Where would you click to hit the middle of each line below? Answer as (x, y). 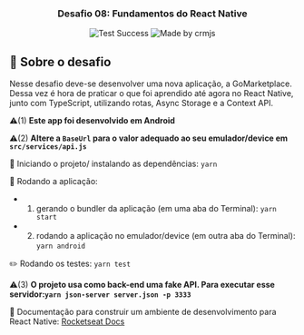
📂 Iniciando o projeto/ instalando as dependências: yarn (113, 164)
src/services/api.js (49, 147)
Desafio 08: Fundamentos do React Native (152, 14)
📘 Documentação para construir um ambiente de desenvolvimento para (143, 312)
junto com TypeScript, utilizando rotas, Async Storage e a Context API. (142, 103)
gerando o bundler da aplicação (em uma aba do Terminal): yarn (156, 209)
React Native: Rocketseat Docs (67, 321)
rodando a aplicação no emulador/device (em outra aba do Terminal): (166, 236)
